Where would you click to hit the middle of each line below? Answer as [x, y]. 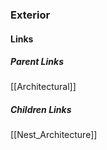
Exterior [30, 15]
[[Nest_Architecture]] [54, 135]
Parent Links [37, 62]
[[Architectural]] [43, 87]
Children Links [41, 110]
